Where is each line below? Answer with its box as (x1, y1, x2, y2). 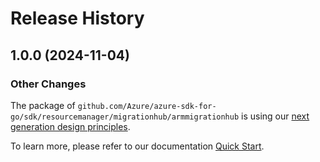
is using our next (241, 110, 310, 122)
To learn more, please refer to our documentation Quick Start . (10, 140, 265, 152)
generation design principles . (10, 120, 131, 132)
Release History (10, 7, 145, 30)
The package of (10, 99, 76, 111)
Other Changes (10, 77, 87, 91)
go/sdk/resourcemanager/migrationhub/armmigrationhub (10, 112, 240, 122)
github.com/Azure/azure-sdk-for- (77, 101, 217, 111)
